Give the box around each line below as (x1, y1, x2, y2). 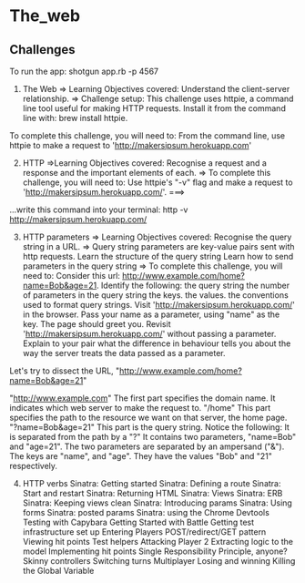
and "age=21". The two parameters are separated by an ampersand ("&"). (9, 441, 285, 452)
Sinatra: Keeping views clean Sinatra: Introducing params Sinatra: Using (22, 497, 293, 508)
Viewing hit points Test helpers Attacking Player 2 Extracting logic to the (22, 537, 294, 547)
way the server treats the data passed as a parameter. (22, 348, 226, 358)
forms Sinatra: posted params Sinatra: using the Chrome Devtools (22, 507, 270, 517)
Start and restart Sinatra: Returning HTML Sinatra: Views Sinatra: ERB (22, 488, 283, 498)
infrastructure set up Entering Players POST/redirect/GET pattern (22, 527, 267, 537)
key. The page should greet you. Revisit (22, 319, 171, 329)
